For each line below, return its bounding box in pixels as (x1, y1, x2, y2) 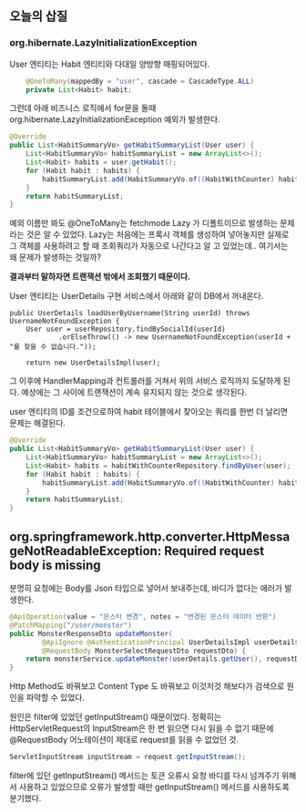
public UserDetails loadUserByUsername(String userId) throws (9, 309, 250, 318)
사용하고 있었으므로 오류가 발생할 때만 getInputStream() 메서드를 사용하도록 (18, 782, 290, 792)
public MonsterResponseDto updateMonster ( (9, 629, 173, 638)
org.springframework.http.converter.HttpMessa (9, 529, 291, 544)
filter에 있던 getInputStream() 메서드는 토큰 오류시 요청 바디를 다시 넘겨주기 (9, 770, 280, 781)
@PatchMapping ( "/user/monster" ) (9, 621, 132, 630)
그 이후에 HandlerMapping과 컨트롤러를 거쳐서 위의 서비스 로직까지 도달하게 (9, 375, 281, 386)
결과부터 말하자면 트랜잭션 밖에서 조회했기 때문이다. (9, 272, 191, 283)
